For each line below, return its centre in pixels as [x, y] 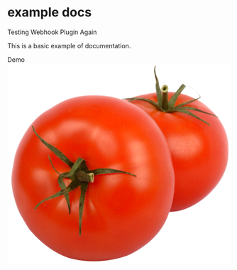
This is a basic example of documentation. [69, 45]
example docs [50, 12]
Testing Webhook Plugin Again [52, 32]
